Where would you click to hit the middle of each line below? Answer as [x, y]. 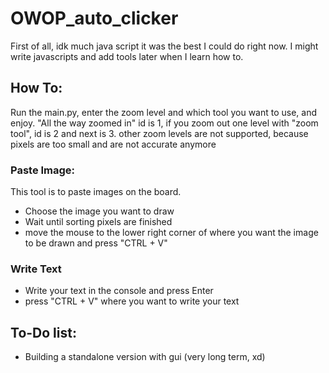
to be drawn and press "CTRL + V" [96, 243]
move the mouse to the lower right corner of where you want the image [171, 233]
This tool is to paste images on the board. [96, 192]
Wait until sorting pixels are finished [98, 222]
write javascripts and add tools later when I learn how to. [127, 56]
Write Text [36, 269]
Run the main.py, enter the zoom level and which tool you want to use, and [164, 112]
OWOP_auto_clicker [94, 18]
